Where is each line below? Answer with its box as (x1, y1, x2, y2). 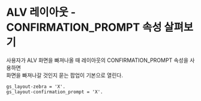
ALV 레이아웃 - (6, 5, 76, 19)
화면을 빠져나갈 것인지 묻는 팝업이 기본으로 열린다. (6, 72, 124, 79)
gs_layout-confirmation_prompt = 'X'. (6, 88, 103, 95)
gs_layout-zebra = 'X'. (6, 84, 66, 90)
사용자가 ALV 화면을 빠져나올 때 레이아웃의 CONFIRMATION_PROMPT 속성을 (6, 57, 189, 64)
